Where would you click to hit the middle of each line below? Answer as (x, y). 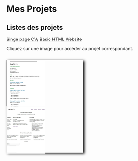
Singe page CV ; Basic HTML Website (44, 39)
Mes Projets (32, 9)
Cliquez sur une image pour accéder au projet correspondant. (70, 49)
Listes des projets (35, 27)
